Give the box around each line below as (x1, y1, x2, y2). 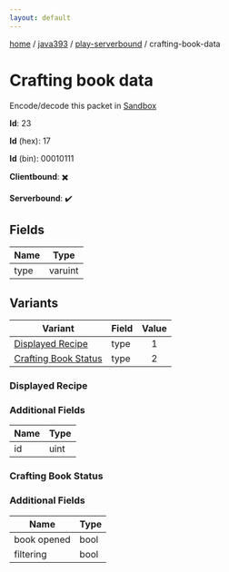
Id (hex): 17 (9, 135, 52, 146)
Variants (9, 295, 59, 311)
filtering (14, 547, 47, 560)
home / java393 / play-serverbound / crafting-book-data (9, 38, 221, 49)
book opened (14, 533, 71, 546)
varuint (48, 264, 79, 277)
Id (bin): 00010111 (9, 153, 75, 163)
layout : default (9, 13, 71, 23)
